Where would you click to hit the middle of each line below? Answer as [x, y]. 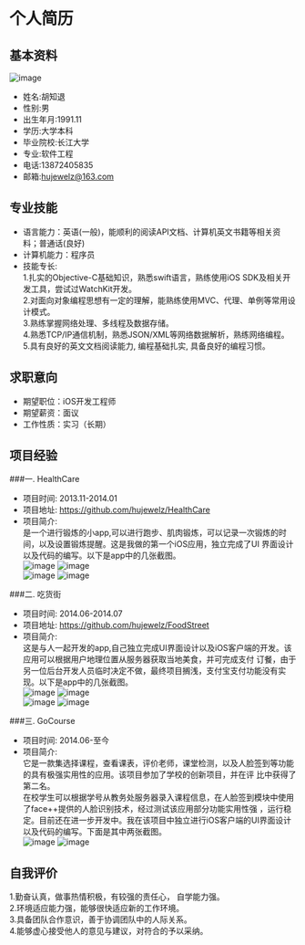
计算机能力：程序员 [59, 254]
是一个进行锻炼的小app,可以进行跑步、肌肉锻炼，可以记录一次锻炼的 [151, 533]
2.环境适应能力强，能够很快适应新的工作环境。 [97, 908]
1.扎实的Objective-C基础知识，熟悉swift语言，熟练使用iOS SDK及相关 [152, 277]
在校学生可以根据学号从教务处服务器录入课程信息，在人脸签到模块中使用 [158, 798]
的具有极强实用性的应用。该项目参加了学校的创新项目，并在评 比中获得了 [159, 775]
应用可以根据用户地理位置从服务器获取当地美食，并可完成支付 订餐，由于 [159, 659]
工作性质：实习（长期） [66, 424]
